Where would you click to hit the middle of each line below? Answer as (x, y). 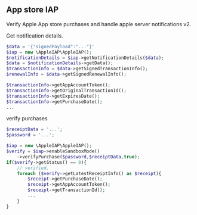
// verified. (33, 168)
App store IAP (32, 10)
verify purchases (27, 119)
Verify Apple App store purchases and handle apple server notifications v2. (99, 24)
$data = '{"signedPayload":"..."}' (50, 46)
